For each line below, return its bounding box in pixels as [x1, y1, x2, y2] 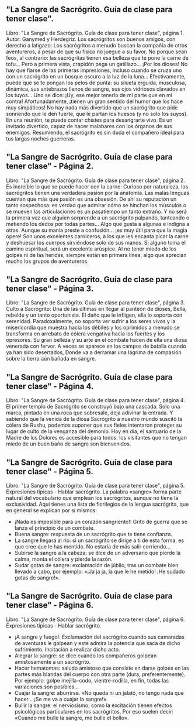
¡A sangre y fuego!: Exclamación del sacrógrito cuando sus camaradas [14, 633, 185, 640]
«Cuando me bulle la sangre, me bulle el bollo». [14, 714, 129, 721]
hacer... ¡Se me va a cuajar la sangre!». [14, 695, 108, 702]
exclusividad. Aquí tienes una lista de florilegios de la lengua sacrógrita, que [6, 500, 189, 508]
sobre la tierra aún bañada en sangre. [6, 355, 96, 362]
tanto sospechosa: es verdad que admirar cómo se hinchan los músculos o [6, 201, 187, 208]
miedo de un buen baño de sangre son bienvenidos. [6, 440, 131, 447]
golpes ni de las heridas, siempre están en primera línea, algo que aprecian [6, 251, 187, 258]
